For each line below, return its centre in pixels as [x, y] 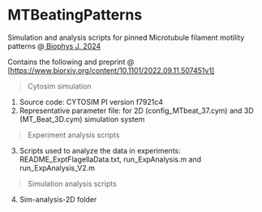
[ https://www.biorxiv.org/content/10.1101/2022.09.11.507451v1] [111, 70]
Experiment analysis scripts [73, 135]
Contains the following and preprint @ [71, 62]
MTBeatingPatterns [75, 15]
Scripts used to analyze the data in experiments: [100, 150]
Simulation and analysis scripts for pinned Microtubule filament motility [126, 37]
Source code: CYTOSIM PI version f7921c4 [91, 102]
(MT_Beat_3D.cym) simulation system [82, 119]
